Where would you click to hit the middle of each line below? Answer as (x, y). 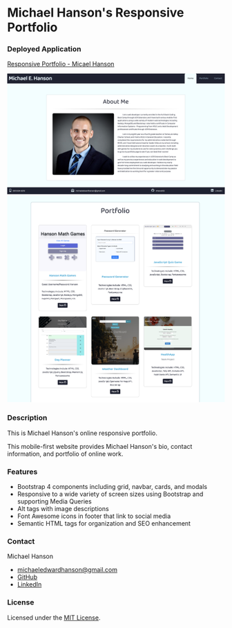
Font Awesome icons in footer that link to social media (94, 516)
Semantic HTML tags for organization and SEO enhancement (104, 524)
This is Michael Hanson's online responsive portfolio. (82, 433)
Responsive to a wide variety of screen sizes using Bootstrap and (110, 494)
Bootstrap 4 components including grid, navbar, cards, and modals (112, 487)
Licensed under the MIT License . (54, 618)
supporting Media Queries (54, 501)
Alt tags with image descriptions (63, 509)
